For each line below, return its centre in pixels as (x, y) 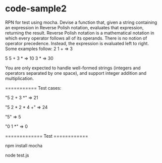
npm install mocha (24, 145)
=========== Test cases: (33, 88)
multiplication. (20, 78)
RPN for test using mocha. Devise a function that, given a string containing (81, 22)
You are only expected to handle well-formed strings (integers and (73, 68)
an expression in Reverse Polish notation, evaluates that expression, (74, 27)
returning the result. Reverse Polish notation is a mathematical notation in (80, 33)
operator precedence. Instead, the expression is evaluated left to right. (77, 43)
